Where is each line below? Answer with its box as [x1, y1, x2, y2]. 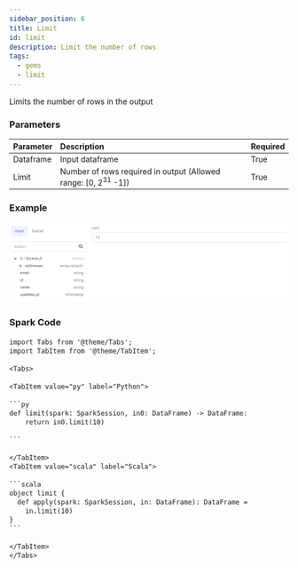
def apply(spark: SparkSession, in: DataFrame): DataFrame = [17, 498, 248, 507]
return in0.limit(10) [25, 418, 105, 427]
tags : [9, 52, 29, 61]
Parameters [9, 118, 60, 131]
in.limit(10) [25, 507, 74, 516]
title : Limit [9, 23, 58, 33]
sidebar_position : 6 [9, 14, 86, 23]
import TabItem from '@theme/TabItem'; [9, 347, 157, 356]
